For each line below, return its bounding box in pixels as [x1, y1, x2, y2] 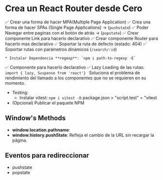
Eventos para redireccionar [5, 151, 89, 160]
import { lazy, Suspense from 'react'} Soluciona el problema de [5, 70, 140, 75]
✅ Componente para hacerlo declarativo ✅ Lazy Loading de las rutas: [5, 64, 145, 70]
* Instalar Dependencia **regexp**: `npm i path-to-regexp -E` [5, 55, 136, 61]
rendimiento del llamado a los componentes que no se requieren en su [5, 75, 146, 81]
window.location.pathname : [12, 127, 71, 133]
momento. [5, 80, 26, 86]
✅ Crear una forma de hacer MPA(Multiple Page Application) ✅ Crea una [5, 19, 151, 25]
